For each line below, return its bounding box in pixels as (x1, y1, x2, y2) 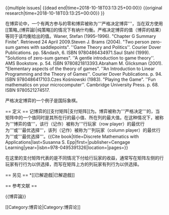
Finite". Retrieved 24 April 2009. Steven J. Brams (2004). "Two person (5, 39, 150, 45)
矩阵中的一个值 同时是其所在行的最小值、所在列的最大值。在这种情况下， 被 (5, 115, 159, 121)
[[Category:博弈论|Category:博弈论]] (5, 204, 81, 210)
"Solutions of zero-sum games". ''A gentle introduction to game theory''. (5, 55, 155, 61)
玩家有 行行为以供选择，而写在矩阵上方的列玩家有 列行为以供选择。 (5, 162, 142, 167)
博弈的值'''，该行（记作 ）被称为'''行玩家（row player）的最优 (13, 121, 140, 127)
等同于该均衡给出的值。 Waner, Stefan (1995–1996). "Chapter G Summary (5, 33, 156, 39)
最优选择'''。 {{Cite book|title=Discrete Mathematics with (22, 134, 139, 139)
